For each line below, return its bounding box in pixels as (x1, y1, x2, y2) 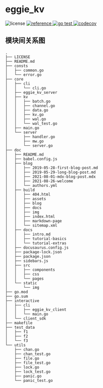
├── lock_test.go (14, 369, 51, 374)
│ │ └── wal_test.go (5, 121, 58, 126)
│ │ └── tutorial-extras (5, 241, 67, 246)
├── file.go (14, 356, 39, 361)
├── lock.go (14, 365, 39, 370)
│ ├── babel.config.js (5, 156, 58, 162)
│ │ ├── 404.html (5, 191, 51, 197)
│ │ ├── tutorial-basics (5, 236, 67, 241)
